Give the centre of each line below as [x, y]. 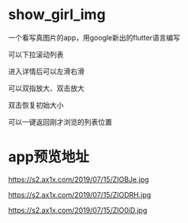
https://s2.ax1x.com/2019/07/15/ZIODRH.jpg [80, 194]
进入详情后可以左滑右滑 [46, 71]
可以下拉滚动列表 [36, 54]
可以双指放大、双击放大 [46, 88]
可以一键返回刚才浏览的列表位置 [60, 121]
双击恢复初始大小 [36, 105]
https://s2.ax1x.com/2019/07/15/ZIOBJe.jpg [79, 179]
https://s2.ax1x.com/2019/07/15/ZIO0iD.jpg [78, 210]
